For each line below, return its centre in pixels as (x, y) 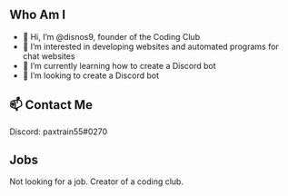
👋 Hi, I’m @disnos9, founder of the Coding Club (111, 36)
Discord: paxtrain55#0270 (59, 132)
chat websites (49, 56)
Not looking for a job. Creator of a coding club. (97, 181)
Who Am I (38, 15)
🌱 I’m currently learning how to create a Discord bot (119, 65)
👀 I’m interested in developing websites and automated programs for (150, 46)
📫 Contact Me (51, 105)
